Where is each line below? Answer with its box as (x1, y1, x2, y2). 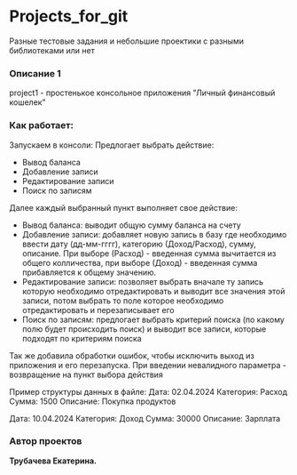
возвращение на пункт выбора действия (9, 369, 164, 380)
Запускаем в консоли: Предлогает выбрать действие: (9, 140, 215, 150)
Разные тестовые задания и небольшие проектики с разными (9, 36, 245, 46)
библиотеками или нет (9, 44, 95, 55)
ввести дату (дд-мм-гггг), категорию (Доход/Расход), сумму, (21, 238, 257, 249)
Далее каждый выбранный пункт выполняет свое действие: (9, 202, 238, 213)
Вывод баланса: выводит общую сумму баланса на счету (21, 220, 241, 230)
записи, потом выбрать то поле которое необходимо (21, 295, 224, 306)
